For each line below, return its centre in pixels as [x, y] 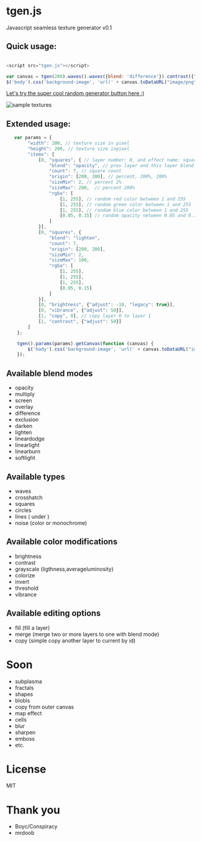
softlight [25, 458]
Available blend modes [50, 373]
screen [23, 400]
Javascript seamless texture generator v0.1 [59, 28]
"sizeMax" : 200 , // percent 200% [92, 188]
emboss [25, 738]
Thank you [33, 810]
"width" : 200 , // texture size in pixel [79, 143]
